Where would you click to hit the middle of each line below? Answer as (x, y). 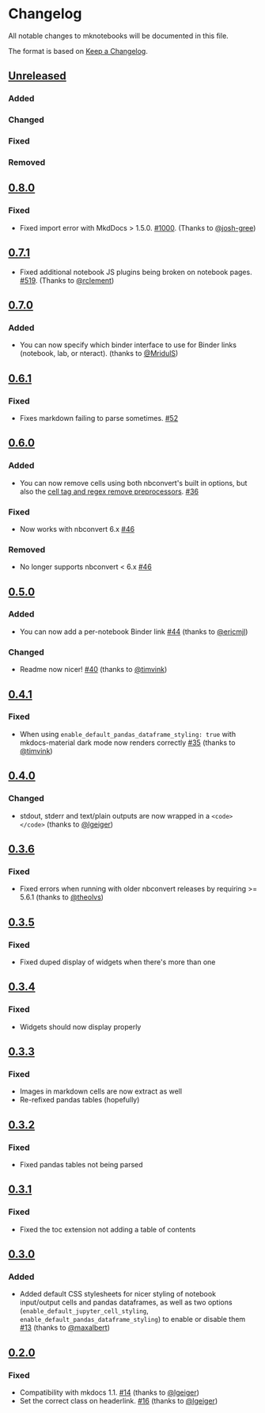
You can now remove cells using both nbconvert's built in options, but (133, 483)
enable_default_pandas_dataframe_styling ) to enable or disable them (132, 1319)
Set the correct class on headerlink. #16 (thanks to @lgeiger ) (119, 1401)
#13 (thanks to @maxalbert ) (65, 1327)
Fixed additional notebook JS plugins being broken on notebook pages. (136, 272)
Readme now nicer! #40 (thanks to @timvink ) (93, 670)
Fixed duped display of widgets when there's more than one (117, 962)
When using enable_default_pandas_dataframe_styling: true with (127, 734)
